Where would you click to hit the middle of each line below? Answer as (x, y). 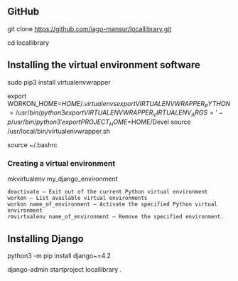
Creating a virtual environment (61, 163)
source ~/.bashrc (33, 145)
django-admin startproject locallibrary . (65, 270)
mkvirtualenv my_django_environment (63, 179)
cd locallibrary (28, 43)
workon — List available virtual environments (77, 198)
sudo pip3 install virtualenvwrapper (59, 82)
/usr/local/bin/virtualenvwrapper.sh (59, 132)
